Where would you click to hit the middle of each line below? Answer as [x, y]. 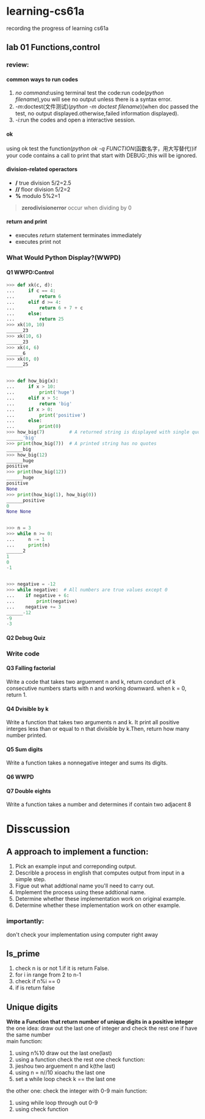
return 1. [17, 695]
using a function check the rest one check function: [80, 1060]
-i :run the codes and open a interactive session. [75, 120]
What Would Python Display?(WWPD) [63, 257]
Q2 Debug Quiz [26, 637]
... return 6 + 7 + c [45, 308]
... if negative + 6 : [38, 596]
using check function [42, 1109]
